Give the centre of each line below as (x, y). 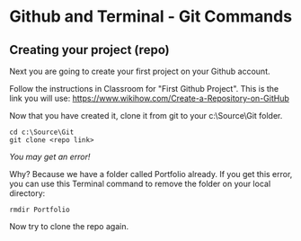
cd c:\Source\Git (42, 132)
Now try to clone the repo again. (69, 226)
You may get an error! (50, 156)
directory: (27, 193)
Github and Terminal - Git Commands (151, 17)
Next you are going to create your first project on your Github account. (140, 71)
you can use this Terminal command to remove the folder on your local (140, 183)
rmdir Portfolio (40, 210)
